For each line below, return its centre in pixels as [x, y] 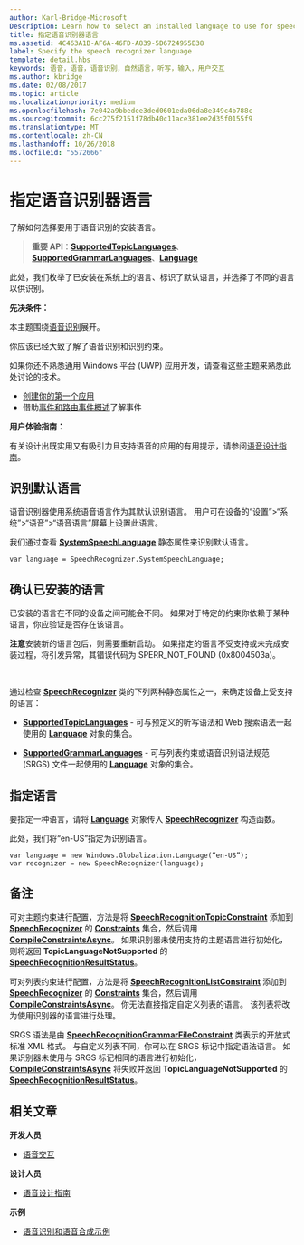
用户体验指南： [37, 426]
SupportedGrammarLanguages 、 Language [114, 257]
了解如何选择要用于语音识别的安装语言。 [85, 227]
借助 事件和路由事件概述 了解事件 [82, 407]
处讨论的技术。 [37, 376]
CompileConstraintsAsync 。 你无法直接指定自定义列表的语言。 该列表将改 [150, 1004]
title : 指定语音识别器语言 [54, 34]
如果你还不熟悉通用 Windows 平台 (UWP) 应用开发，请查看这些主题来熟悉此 [151, 365]
